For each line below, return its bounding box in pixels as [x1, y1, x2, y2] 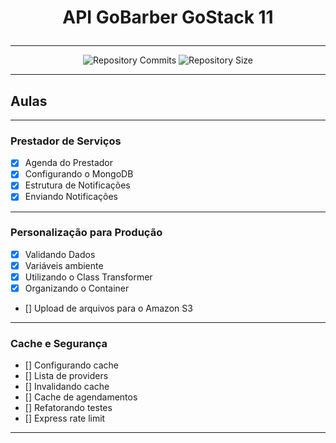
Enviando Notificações [24, 191, 118, 203]
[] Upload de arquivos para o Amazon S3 [24, 302, 193, 315]
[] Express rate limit [24, 412, 106, 425]
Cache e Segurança [10, 337, 108, 351]
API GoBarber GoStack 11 [62, 6, 274, 29]
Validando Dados [24, 248, 96, 260]
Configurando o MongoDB [24, 168, 134, 180]
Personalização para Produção [10, 226, 163, 240]
